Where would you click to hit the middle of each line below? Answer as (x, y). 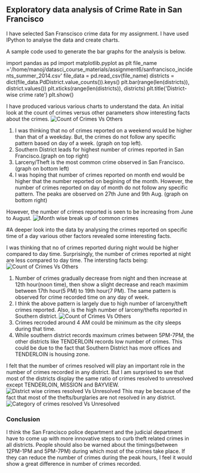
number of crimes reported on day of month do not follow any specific (101, 187)
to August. (19, 218)
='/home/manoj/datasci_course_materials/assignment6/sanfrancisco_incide (99, 69)
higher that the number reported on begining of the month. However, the (104, 181)
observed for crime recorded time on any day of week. (82, 297)
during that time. (35, 329)
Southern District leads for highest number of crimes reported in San (99, 149)
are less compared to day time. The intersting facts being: (77, 260)
